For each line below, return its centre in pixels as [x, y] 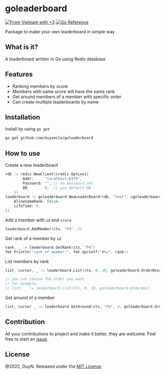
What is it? [22, 47]
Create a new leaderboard [31, 165]
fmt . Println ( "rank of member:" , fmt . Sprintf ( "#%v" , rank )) [67, 252]
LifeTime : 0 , [27, 206]
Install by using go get [27, 129]
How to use [23, 153]
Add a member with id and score [38, 220]
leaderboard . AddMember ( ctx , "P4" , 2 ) [44, 229]
